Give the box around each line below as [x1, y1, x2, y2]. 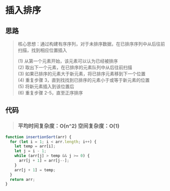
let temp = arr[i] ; [14, 144, 56, 149]
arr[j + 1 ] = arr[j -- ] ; [18, 158, 70, 163]
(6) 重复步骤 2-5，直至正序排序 [17, 90, 83, 95]
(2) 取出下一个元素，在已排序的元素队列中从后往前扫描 [17, 65, 132, 70]
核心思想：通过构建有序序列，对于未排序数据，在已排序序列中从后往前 [17, 41, 165, 47]
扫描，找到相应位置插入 [17, 47, 67, 53]
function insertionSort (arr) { [5, 134, 72, 140]
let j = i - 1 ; [14, 148, 47, 154]
